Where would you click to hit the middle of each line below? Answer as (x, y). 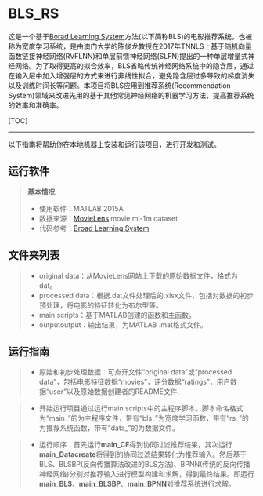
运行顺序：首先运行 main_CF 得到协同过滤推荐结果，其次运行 (135, 445)
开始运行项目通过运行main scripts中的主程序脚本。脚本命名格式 (141, 408)
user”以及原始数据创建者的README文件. (114, 392)
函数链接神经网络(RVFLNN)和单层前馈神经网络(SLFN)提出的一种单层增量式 (128, 56)
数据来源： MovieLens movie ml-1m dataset (108, 218)
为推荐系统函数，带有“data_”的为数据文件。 (109, 428)
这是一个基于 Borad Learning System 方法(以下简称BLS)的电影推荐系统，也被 (130, 36)
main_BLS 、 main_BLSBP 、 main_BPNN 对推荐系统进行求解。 (137, 484)
